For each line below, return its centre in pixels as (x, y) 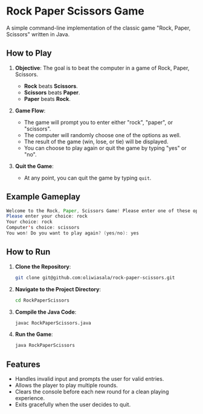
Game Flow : (30, 111)
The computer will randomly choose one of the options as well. (102, 135)
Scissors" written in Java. (38, 34)
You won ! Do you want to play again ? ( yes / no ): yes (72, 233)
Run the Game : (34, 334)
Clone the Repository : (43, 267)
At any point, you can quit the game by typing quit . (88, 178)
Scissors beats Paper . (52, 92)
